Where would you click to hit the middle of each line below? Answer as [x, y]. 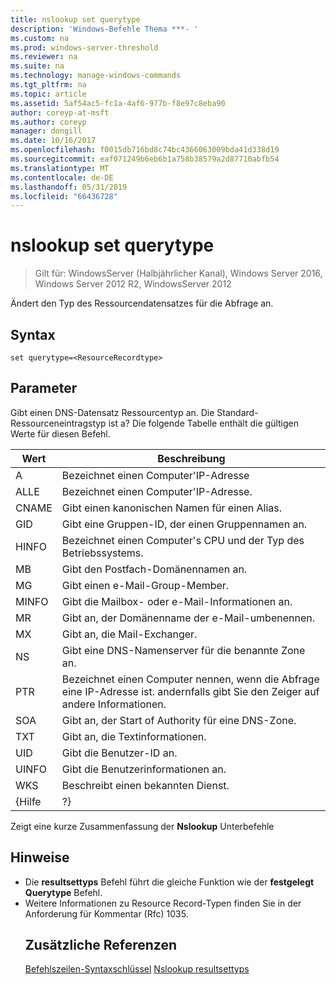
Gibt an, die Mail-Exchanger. [129, 634]
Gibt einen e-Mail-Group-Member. [145, 585]
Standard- [237, 412]
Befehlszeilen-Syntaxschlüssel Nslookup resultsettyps [137, 969]
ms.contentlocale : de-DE [62, 177]
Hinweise [40, 857]
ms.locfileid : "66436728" [64, 196]
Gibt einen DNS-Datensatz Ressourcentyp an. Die [112, 412]
